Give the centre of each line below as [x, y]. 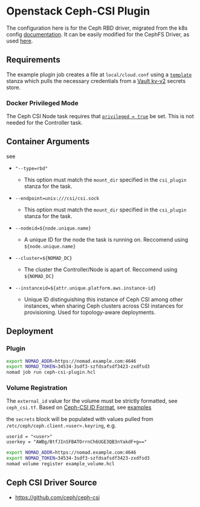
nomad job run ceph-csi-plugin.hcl [51, 373]
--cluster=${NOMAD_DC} [44, 258]
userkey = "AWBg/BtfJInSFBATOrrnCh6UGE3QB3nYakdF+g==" [77, 442]
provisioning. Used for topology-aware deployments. [90, 312]
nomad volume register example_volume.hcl [60, 464]
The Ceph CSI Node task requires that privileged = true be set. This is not [100, 116]
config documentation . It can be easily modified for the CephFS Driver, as [98, 34]
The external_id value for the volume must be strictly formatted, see [92, 401]
